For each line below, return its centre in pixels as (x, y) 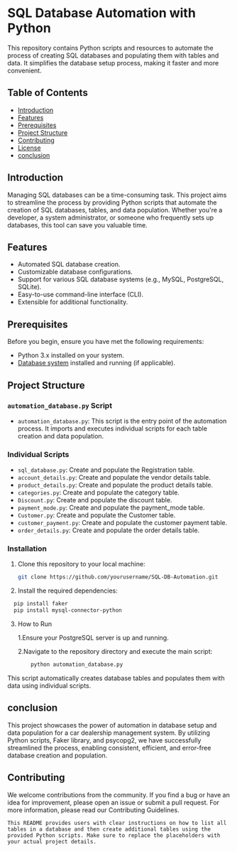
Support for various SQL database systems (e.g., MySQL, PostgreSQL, (121, 279)
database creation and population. (57, 755)
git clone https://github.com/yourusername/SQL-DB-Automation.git (118, 577)
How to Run (35, 624)
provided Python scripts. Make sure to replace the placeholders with (114, 835)
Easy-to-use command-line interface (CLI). (81, 295)
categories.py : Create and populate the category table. (98, 492)
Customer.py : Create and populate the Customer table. (97, 515)
